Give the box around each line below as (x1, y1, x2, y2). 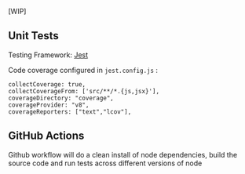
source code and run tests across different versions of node (8, 158, 203, 168)
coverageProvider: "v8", (8, 101, 90, 109)
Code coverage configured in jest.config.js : (8, 65, 159, 74)
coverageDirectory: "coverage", (8, 94, 114, 102)
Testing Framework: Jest (8, 50, 89, 60)
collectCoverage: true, (8, 80, 86, 89)
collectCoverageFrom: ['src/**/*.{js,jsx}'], (8, 87, 159, 95)
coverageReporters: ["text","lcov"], (8, 107, 132, 116)
